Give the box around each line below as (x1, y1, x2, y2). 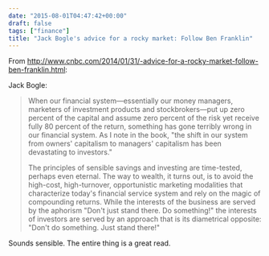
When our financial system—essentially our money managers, (27, 96, 234, 105)
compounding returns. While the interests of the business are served (27, 197, 256, 207)
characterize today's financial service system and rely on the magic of (27, 188, 261, 198)
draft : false (8, 19, 52, 27)
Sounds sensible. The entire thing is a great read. (8, 238, 171, 248)
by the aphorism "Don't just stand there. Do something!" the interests (27, 206, 257, 216)
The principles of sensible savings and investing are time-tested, (27, 163, 243, 173)
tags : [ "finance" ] (8, 27, 70, 35)
